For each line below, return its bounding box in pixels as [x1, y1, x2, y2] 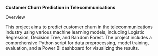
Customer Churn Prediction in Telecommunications [5, 5, 116, 10]
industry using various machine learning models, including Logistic [5, 29, 145, 35]
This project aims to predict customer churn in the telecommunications [5, 24, 153, 30]
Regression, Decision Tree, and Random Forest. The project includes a [5, 35, 152, 40]
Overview [5, 14, 25, 20]
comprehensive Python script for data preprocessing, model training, [5, 40, 149, 46]
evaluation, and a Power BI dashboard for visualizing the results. [5, 45, 139, 51]
